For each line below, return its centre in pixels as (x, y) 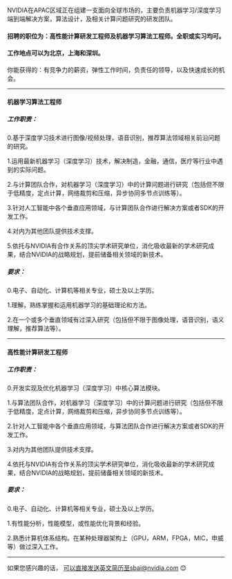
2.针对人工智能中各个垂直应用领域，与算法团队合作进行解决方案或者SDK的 (113, 426)
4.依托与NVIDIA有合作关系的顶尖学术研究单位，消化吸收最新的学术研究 (108, 464)
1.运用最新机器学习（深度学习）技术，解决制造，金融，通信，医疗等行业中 (112, 161)
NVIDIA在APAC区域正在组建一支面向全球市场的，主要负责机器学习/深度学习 (114, 10)
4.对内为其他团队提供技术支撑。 (52, 231)
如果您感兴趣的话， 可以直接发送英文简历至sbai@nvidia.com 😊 (97, 568)
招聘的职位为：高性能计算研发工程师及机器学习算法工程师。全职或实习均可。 (116, 36)
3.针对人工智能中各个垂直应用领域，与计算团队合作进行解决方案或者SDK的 (113, 208)
